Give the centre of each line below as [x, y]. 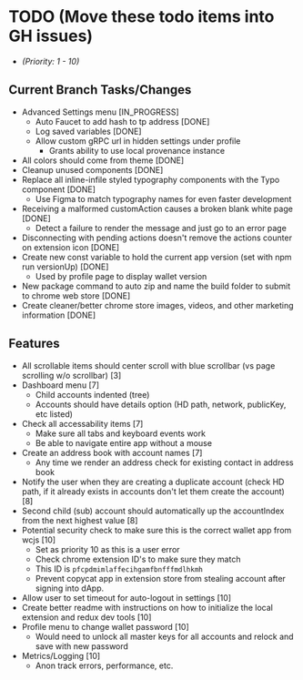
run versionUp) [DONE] [65, 267]
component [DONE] [59, 189]
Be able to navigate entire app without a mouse [124, 442]
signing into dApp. [70, 588]
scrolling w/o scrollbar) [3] [71, 375]
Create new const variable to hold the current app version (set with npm [157, 257]
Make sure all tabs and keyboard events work [121, 433]
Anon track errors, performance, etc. [104, 665]
